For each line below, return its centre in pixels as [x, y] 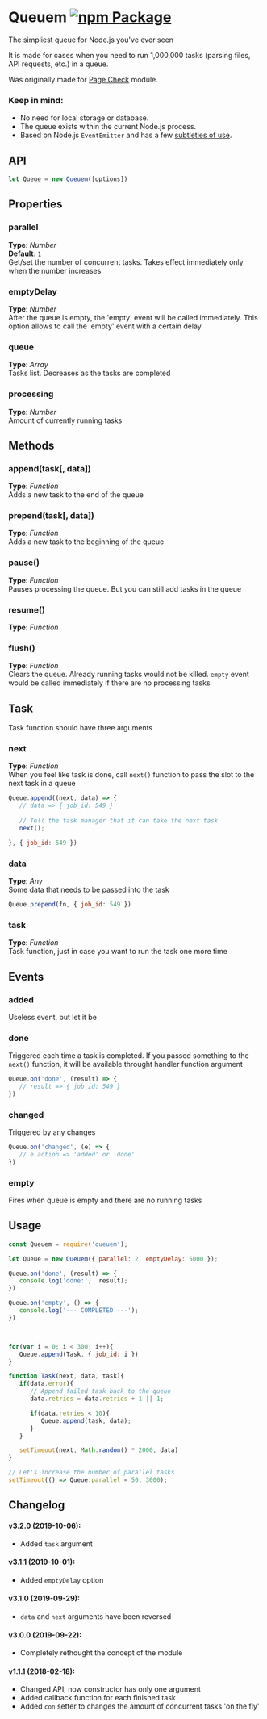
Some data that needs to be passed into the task [89, 890]
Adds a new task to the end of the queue [76, 495]
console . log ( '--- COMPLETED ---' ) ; [79, 1311]
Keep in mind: [36, 100]
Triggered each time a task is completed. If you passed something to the [129, 1056]
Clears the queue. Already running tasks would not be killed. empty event [129, 675]
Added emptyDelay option [62, 1580]
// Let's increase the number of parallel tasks [92, 1473]
